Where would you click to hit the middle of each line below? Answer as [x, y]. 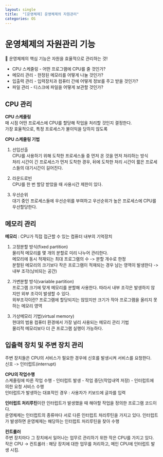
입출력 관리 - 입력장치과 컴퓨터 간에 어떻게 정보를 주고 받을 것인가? [75, 81]
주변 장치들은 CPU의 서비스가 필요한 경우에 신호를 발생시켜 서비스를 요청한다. [78, 358]
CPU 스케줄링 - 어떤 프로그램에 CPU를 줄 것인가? [59, 69]
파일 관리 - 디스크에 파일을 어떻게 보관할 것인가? [58, 87]
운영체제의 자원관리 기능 [50, 44]
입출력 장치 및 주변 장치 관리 [44, 345]
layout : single [20, 10]
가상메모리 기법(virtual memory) [43, 316]
